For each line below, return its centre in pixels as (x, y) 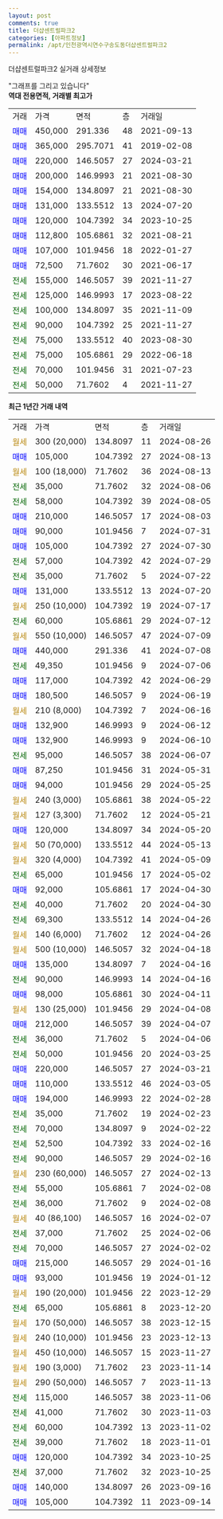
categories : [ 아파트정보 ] (47, 38)
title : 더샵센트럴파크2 (42, 30)
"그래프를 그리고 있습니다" (49, 86)
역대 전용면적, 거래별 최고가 (51, 96)
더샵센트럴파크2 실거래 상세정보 (57, 69)
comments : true (33, 23)
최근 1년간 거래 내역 (38, 406)
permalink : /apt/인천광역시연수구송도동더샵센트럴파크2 (88, 45)
